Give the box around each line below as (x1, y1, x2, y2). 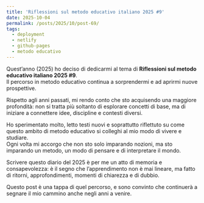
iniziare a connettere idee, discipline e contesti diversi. (6, 109, 143, 116)
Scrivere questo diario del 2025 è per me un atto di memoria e (6, 159, 163, 166)
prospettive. (6, 84, 37, 92)
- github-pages (12, 43, 51, 49)
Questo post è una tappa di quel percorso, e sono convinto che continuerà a (6, 183, 198, 190)
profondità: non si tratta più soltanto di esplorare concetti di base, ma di (6, 103, 186, 110)
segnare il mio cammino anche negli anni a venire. (6, 190, 132, 197)
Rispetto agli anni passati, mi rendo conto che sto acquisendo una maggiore (6, 96, 197, 103)
